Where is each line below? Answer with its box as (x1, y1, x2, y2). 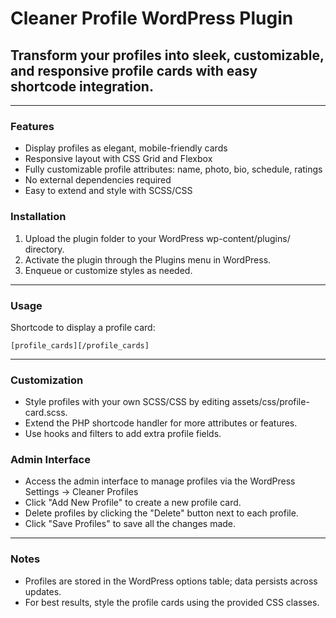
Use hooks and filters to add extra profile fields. (24, 428, 222, 440)
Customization (10, 373, 84, 387)
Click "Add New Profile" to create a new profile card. (24, 497, 242, 509)
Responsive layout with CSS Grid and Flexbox (24, 153, 213, 165)
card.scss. (24, 407, 68, 419)
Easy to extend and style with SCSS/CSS (24, 185, 193, 197)
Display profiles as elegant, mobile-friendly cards (24, 142, 228, 154)
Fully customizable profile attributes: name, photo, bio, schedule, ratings (24, 163, 323, 176)
